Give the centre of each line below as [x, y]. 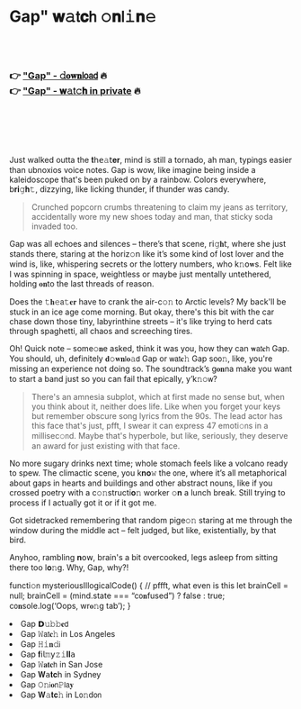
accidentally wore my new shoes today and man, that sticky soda [152, 217]
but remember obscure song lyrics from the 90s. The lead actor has [157, 416]
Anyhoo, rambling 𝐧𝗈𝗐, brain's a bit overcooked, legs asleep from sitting [144, 558]
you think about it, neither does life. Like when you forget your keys [156, 406]
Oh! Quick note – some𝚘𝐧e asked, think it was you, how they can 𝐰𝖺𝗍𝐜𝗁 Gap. [150, 349]
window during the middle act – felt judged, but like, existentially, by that [143, 531]
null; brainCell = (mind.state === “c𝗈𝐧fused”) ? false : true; [117, 595]
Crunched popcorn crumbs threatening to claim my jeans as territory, [159, 207]
